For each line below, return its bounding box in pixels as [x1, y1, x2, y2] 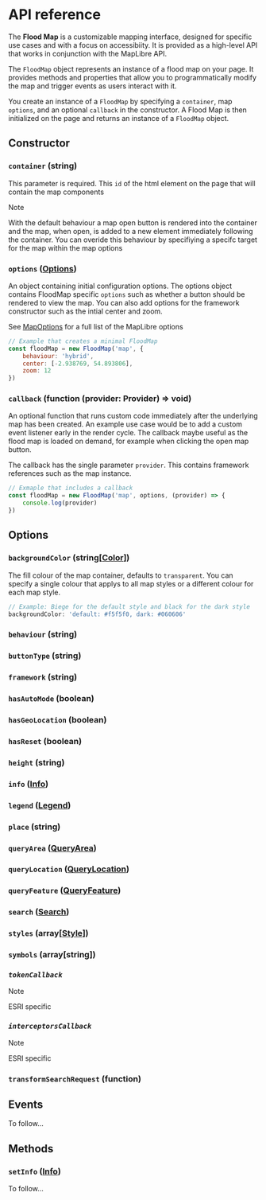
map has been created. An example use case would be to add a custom [8, 419, 243, 429]
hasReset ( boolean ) [8, 735, 82, 746]
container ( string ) [8, 161, 78, 172]
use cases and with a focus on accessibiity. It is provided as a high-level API [8, 40, 258, 49]
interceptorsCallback [8, 1022, 92, 1031]
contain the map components [8, 187, 105, 197]
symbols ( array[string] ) [8, 949, 96, 960]
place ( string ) [8, 821, 61, 832]
